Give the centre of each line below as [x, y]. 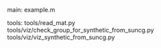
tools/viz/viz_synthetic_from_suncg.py [61, 37]
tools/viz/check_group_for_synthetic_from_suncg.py [80, 30]
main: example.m [31, 10]
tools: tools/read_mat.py [41, 23]
